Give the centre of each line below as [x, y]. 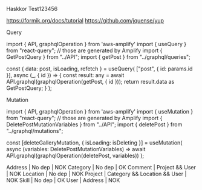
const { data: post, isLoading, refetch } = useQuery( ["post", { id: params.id [99, 69]
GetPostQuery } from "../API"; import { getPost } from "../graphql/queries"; [98, 57]
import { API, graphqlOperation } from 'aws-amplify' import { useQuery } [96, 44]
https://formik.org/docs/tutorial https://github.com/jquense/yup [85, 20]
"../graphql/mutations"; [35, 131]
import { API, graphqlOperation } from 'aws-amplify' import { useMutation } [100, 111]
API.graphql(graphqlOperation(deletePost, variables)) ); [75, 155]
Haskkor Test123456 [32, 9]
